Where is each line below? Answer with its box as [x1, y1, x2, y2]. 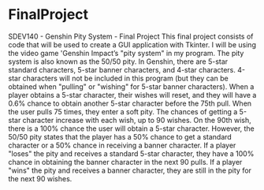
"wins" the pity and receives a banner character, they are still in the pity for [8, 166, 252, 175]
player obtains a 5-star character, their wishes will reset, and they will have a [8, 90, 257, 99]
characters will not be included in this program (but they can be [22, 73, 229, 83]
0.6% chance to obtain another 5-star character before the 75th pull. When [8, 99, 252, 108]
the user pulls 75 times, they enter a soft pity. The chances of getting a [8, 106, 238, 116]
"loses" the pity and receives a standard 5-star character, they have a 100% [8, 148, 255, 158]
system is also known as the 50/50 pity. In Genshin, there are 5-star [8, 57, 229, 66]
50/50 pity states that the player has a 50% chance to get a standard [8, 132, 232, 141]
